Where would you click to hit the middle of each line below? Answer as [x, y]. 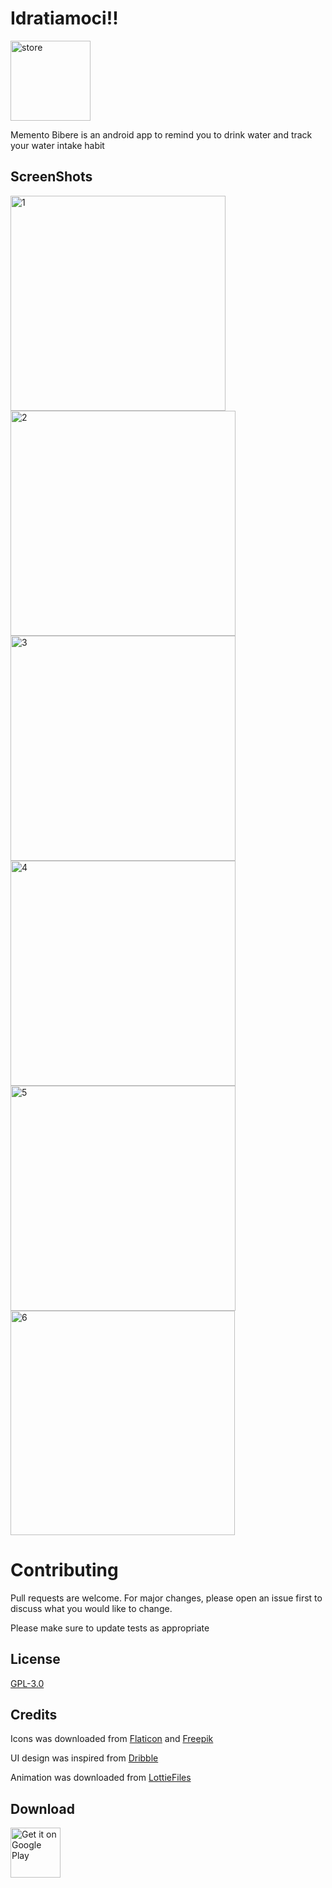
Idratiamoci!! [64, 18]
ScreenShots [51, 177]
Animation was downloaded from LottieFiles [101, 1778]
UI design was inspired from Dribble [84, 1758]
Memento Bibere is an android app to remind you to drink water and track [161, 134]
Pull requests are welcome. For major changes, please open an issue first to [166, 1598]
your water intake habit [57, 145]
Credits [34, 1714]
